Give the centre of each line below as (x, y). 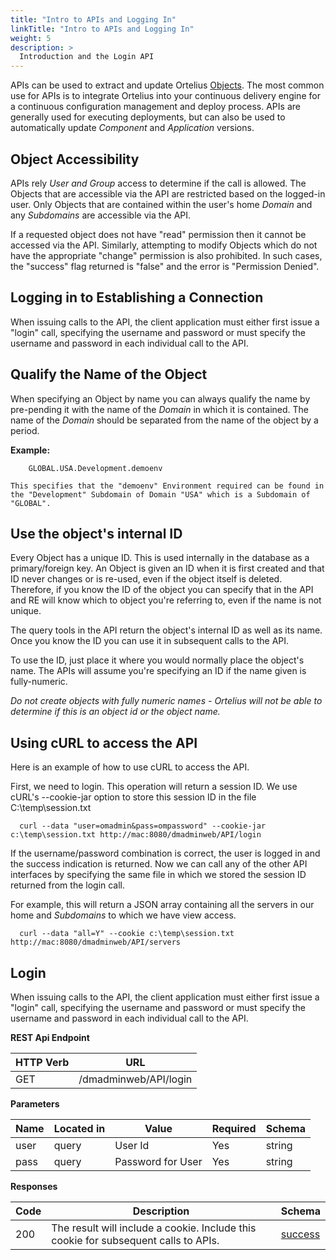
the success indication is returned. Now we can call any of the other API (159, 864)
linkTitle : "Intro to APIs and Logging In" (102, 29)
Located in (79, 1128)
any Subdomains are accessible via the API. (101, 215)
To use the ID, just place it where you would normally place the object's (157, 660)
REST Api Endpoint (50, 1037)
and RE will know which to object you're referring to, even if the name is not (166, 600)
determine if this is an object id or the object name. (115, 712)
